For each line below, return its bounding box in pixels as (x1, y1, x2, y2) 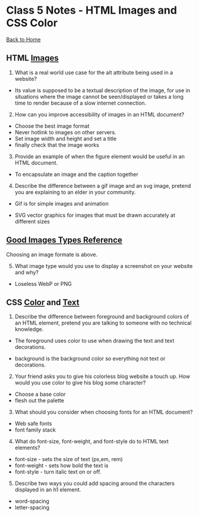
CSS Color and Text (6, 297, 80, 307)
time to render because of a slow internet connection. (14, 99, 147, 106)
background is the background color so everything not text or (14, 355, 166, 362)
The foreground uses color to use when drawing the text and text (14, 337, 175, 345)
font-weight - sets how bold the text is (14, 462, 109, 469)
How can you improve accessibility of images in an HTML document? (14, 111, 185, 118)
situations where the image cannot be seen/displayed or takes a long (14, 93, 184, 100)
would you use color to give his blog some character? (14, 379, 146, 386)
